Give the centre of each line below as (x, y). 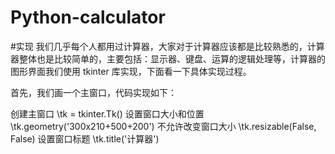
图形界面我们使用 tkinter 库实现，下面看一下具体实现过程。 (131, 71)
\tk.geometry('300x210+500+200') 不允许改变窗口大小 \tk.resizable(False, (163, 126)
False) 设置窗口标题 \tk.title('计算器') (85, 138)
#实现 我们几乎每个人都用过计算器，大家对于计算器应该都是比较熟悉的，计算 (167, 46)
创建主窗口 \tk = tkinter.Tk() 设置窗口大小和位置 (107, 113)
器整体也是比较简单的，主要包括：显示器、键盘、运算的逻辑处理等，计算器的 (168, 58)
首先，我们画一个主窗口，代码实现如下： (93, 92)
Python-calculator (88, 17)
